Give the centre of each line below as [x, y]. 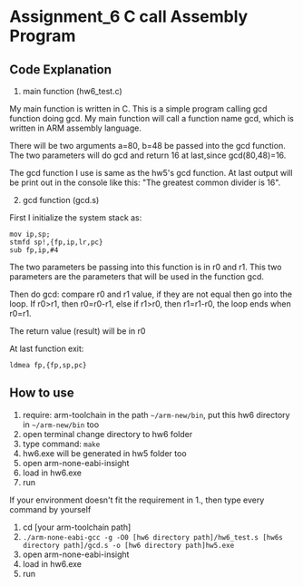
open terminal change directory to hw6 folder [108, 434]
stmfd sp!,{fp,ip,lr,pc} [56, 242]
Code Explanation [60, 69]
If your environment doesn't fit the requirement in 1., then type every [137, 500]
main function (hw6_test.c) [72, 91]
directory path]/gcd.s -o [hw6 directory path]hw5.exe [128, 545]
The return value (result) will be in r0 [78, 331]
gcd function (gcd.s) [61, 200]
